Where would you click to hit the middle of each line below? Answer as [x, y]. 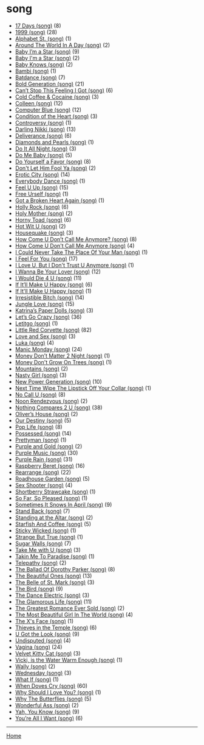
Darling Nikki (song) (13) [45, 129]
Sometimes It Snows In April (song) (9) [63, 504]
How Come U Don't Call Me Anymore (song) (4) [75, 245]
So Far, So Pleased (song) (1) [51, 498]
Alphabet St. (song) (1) [43, 38]
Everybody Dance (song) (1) [50, 181]
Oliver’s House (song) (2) [46, 414]
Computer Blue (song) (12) [48, 110]
